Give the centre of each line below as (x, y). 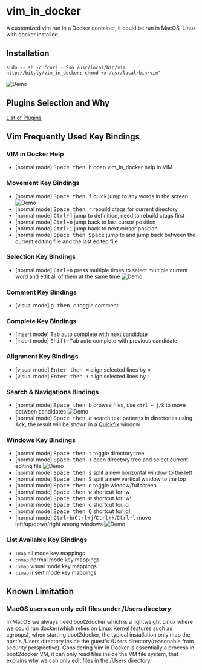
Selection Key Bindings (41, 257)
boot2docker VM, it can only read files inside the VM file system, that (92, 654)
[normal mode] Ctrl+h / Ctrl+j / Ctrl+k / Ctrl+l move (83, 518)
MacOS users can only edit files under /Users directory (89, 609)
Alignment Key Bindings (42, 357)
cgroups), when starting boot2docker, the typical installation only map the (98, 635)
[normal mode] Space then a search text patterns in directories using (104, 418)
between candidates (41, 412)
